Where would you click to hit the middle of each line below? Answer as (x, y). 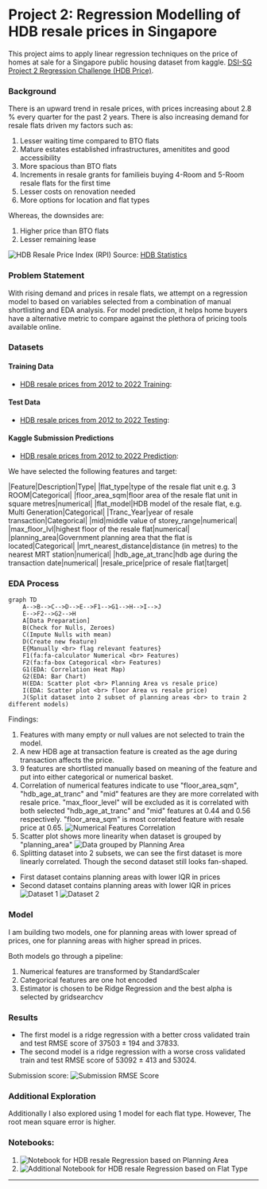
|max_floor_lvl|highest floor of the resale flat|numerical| (99, 529)
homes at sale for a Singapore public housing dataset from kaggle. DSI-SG (130, 62)
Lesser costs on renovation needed (77, 192)
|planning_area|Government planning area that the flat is (101, 538)
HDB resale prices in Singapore (112, 31)
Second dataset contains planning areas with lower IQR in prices (125, 886)
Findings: (23, 719)
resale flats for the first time (65, 183)
